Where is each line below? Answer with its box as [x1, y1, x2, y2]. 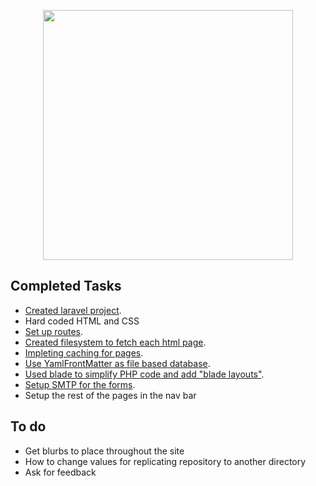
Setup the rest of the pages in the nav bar [24, 389, 197, 401]
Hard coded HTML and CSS [24, 315, 140, 327]
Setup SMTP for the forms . [24, 378, 136, 390]
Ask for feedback [24, 466, 97, 478]
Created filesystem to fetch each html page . [24, 336, 207, 348]
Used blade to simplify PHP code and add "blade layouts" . [24, 368, 265, 380]
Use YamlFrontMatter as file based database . [24, 357, 211, 369]
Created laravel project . [24, 304, 122, 316]
